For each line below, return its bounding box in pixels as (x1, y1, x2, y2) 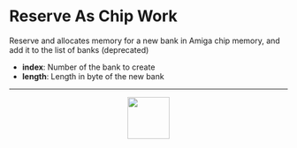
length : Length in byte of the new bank (21, 70, 165, 81)
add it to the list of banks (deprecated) (9, 44, 149, 55)
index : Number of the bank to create (21, 62, 156, 72)
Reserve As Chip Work (9, 6, 179, 26)
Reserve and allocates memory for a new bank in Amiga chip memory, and (9, 35, 280, 46)
